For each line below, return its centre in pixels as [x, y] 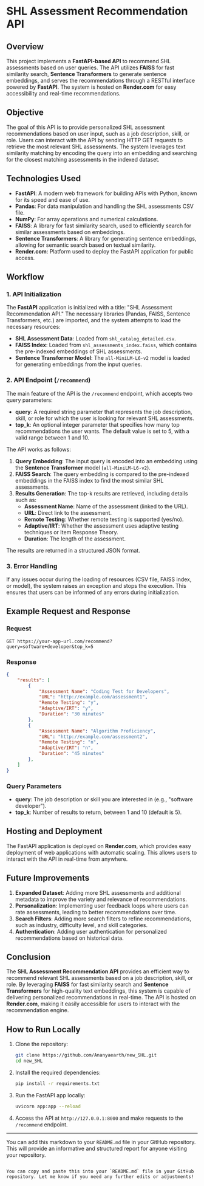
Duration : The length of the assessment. [75, 539]
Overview [25, 47]
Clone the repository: [42, 1044]
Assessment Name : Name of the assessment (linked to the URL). [106, 506]
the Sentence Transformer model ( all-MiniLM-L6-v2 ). [83, 467]
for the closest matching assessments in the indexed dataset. [83, 159]
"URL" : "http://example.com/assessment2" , [93, 737]
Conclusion [29, 957]
